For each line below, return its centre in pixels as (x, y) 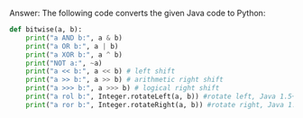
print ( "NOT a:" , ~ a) (64, 63)
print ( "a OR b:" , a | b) (72, 46)
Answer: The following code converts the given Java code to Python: (138, 13)
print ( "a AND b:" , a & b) (74, 38)
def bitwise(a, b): (46, 30)
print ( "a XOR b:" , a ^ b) (74, 54)
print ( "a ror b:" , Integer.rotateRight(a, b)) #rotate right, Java (155, 104)
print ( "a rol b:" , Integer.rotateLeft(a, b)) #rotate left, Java (151, 96)
